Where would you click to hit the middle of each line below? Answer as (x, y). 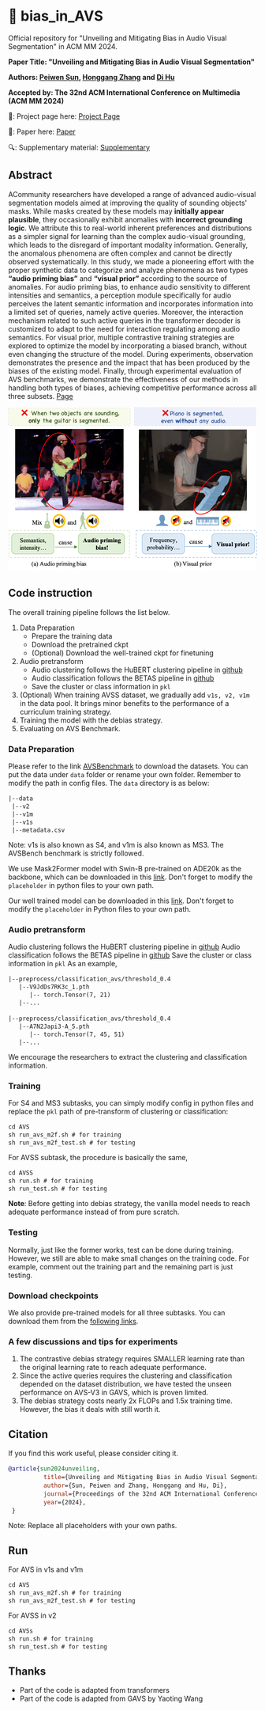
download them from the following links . (73, 1322)
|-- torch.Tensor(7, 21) (70, 995)
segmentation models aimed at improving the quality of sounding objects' (128, 203)
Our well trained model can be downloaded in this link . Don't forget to (121, 901)
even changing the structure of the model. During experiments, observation (131, 354)
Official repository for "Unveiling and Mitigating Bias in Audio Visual (118, 38)
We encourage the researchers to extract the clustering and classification (128, 1057)
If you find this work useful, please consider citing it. (93, 1453)
